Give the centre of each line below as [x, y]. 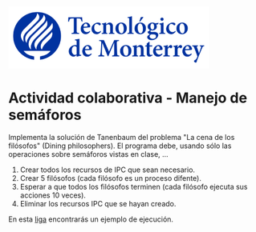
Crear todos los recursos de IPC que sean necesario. [107, 170]
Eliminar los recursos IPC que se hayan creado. [98, 203]
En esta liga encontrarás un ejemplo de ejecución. [91, 219]
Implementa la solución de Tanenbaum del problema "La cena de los [122, 137]
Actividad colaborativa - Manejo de [128, 98]
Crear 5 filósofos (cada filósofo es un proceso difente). [111, 178]
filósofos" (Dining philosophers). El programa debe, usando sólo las [120, 146]
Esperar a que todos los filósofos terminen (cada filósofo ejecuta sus [134, 186]
